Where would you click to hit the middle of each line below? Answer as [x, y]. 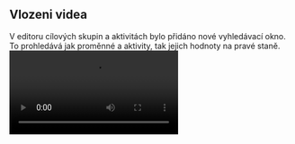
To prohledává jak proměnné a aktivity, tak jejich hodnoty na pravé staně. [145, 46]
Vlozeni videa [49, 15]
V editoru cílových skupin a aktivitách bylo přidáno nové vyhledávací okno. [147, 36]
